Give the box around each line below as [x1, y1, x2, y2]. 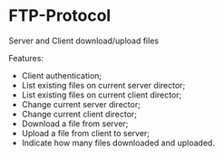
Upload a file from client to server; [21, 127, 151, 138]
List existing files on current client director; [21, 89, 182, 100]
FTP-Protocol [8, 5, 112, 26]
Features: [8, 52, 44, 63]
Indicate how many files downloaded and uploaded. [21, 137, 215, 148]
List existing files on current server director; [21, 79, 186, 90]
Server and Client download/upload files [8, 35, 160, 46]
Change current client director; [21, 108, 138, 119]
